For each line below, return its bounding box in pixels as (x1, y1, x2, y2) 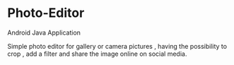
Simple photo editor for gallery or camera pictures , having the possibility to (7, 42, 228, 50)
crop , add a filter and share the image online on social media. (7, 49, 187, 58)
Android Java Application (7, 28, 81, 37)
